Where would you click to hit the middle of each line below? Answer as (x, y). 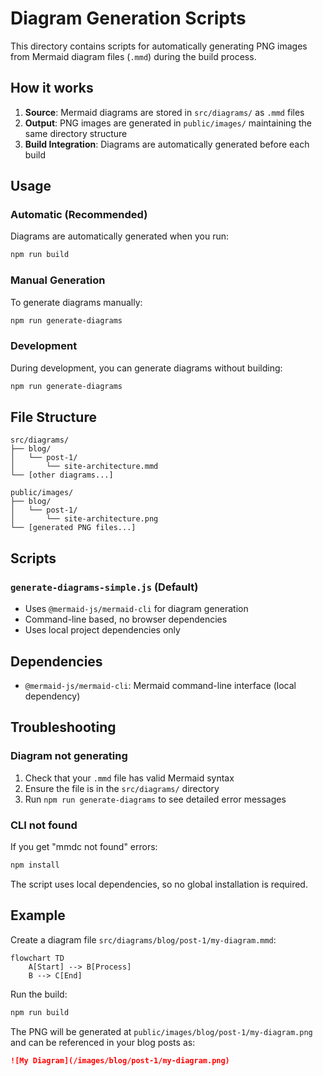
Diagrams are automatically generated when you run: (119, 236)
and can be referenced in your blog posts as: (103, 1042)
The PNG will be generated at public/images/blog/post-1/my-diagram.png (161, 1031)
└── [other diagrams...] (62, 475)
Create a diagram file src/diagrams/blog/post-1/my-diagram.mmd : (143, 939)
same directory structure (76, 133)
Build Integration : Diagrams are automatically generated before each (167, 144)
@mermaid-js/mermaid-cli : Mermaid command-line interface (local (160, 685)
